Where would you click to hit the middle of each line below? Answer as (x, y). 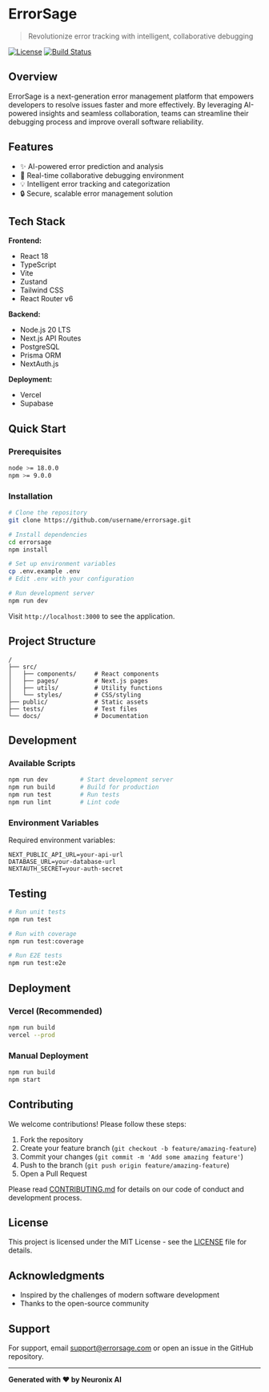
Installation (31, 496)
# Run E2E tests (35, 956)
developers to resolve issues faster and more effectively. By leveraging (125, 104)
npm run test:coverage (46, 941)
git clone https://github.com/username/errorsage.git (100, 520)
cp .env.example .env (44, 571)
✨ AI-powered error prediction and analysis (92, 166)
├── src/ (23, 667)
